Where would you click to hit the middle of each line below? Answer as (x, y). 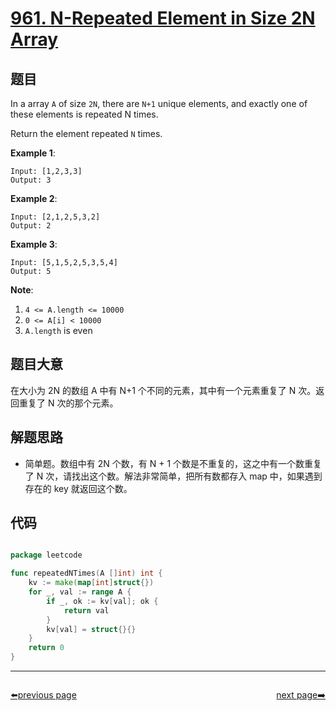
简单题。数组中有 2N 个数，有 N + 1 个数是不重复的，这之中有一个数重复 (173, 463)
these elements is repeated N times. (84, 114)
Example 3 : (34, 244)
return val (86, 610)
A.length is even (58, 330)
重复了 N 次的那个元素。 (68, 403)
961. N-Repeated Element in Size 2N (163, 18)
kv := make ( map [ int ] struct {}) (91, 583)
